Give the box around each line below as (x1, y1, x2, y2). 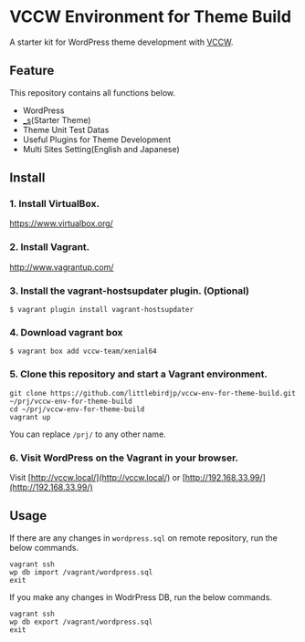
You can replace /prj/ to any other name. (9, 429, 166, 440)
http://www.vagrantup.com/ (9, 262, 114, 273)
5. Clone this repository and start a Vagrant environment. (9, 368, 268, 380)
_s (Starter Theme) (22, 114, 91, 125)
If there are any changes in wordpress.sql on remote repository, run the (9, 532, 279, 544)
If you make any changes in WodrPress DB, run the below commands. (9, 591, 272, 603)
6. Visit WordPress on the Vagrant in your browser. (9, 451, 239, 464)
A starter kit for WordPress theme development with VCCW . (9, 36, 234, 47)
